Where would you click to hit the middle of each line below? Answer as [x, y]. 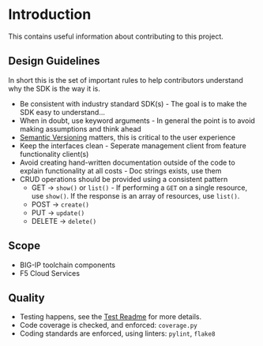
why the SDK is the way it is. [54, 88]
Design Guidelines [54, 61]
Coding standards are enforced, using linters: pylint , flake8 [117, 333]
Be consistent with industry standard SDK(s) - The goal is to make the [133, 103]
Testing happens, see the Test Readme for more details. [111, 317]
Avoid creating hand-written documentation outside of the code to [127, 162]
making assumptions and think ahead [81, 128]
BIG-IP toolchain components [68, 265]
